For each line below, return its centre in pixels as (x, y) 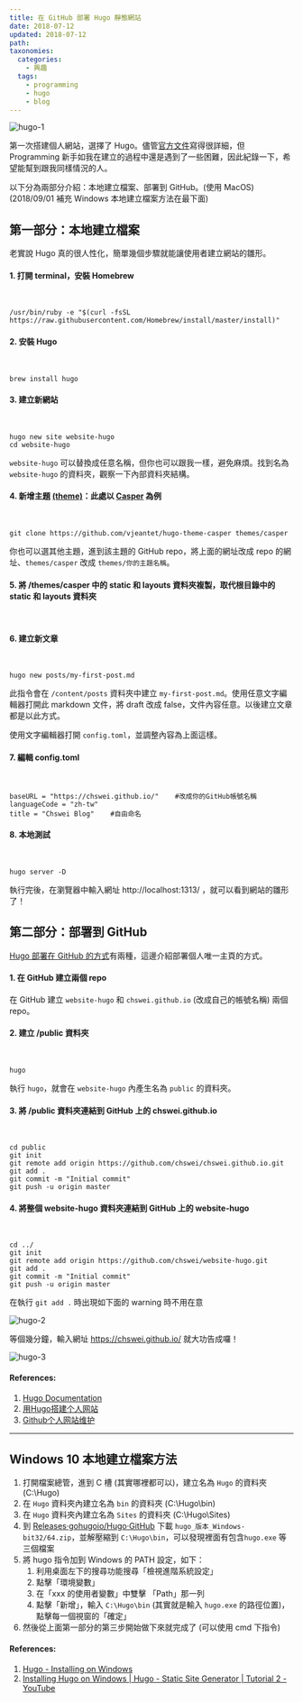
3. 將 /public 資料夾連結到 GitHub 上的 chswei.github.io (114, 1111)
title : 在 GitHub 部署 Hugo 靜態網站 (75, 18)
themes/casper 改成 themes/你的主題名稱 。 (100, 563)
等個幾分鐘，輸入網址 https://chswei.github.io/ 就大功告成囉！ (124, 1339)
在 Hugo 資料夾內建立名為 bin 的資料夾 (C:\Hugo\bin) (119, 1504)
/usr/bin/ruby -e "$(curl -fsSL (70, 313)
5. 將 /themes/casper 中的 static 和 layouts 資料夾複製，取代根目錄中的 (142, 585)
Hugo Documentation (62, 1397)
